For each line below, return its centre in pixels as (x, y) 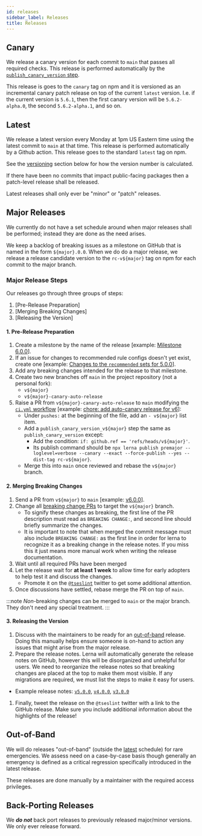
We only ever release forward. (44, 826)
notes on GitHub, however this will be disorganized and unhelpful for (100, 660)
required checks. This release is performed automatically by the (86, 69)
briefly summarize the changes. (63, 525)
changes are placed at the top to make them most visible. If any (94, 673)
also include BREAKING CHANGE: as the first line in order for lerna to (105, 538)
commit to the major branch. (41, 264)
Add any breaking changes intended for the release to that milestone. (101, 371)
